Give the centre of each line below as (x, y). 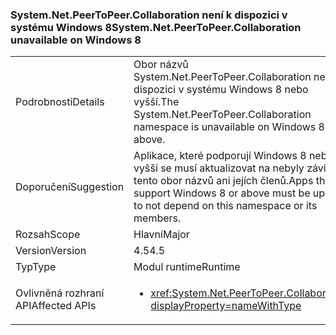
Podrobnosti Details (60, 102)
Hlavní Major (161, 235)
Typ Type (36, 267)
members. (157, 218)
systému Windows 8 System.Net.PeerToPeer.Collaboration (156, 27)
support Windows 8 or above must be (222, 193)
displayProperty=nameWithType (226, 306)
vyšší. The (156, 102)
